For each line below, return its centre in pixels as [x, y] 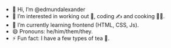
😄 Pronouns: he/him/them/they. [53, 31]
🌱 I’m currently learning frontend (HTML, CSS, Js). [75, 25]
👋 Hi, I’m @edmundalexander [49, 9]
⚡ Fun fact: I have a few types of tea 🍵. [61, 38]
